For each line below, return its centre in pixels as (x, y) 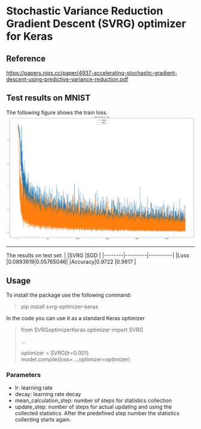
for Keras (30, 36)
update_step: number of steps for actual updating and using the (93, 407)
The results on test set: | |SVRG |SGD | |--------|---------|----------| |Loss (98, 255)
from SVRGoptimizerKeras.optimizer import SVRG (82, 330)
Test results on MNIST (48, 98)
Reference (26, 58)
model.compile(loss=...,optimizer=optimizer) (75, 360)
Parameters (23, 375)
